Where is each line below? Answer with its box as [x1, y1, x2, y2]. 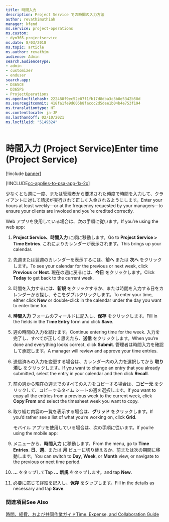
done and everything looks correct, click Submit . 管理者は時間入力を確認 [13, 341, 164, 347]
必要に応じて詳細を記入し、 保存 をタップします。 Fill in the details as [13, 480, 154, 486]
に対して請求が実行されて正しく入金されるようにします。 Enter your [23, 197, 162, 203]
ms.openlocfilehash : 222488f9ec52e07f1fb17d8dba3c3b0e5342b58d [6, 96, 141, 101]
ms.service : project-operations [6, 26, 73, 31]
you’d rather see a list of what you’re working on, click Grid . [13, 414, 137, 420]
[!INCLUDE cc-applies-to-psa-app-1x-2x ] [6, 180, 90, 186]
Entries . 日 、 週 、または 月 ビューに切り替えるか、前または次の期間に [13, 447, 156, 453]
